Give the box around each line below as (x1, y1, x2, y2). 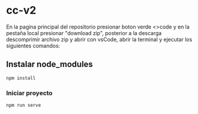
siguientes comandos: (6, 42, 61, 49)
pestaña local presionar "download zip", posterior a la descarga (6, 29, 162, 36)
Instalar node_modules (6, 59, 93, 69)
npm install (6, 75, 36, 81)
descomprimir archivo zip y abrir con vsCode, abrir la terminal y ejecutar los (6, 36, 193, 43)
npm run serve (6, 102, 42, 109)
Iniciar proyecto (6, 88, 53, 97)
